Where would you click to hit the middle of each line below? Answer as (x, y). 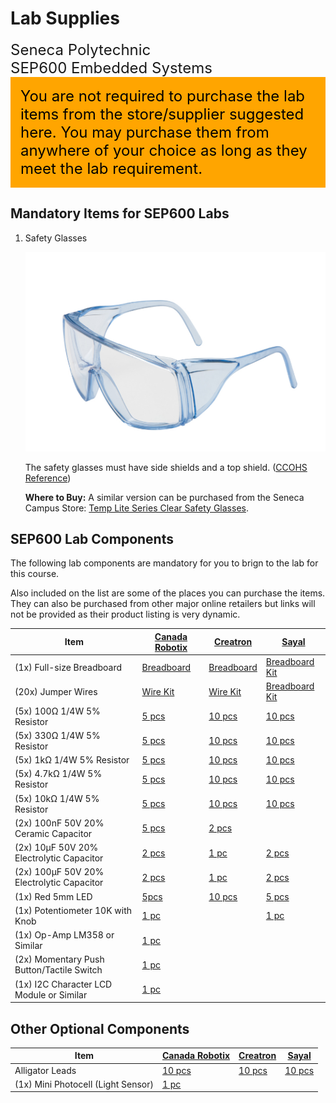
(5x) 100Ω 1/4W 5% (57, 711)
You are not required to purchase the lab (163, 96)
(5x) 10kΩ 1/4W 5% (57, 798)
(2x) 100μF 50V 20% (59, 872)
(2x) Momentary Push (59, 959)
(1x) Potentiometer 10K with (73, 910)
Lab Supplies (65, 18)
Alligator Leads (45, 1070)
